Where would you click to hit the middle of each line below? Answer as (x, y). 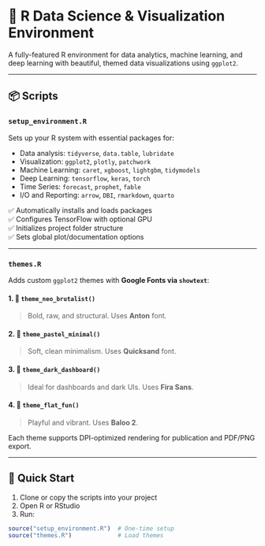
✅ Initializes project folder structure (66, 228)
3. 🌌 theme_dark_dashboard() (54, 369)
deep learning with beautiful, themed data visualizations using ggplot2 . (123, 63)
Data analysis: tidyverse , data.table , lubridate (97, 153)
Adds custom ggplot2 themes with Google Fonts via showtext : (109, 280)
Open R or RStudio (50, 505)
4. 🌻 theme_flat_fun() (44, 405)
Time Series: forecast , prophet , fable (80, 186)
